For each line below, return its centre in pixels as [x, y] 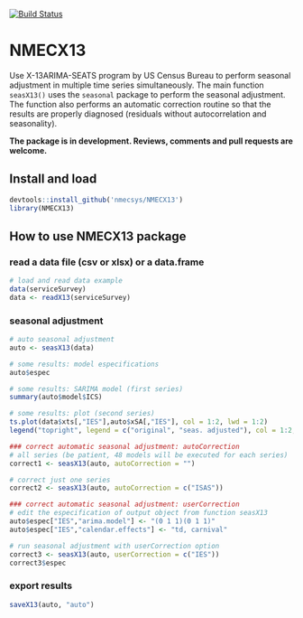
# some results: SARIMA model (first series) [96, 389]
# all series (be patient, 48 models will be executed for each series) [149, 455]
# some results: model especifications [84, 364]
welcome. [28, 150]
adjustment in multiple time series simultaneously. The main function [137, 85]
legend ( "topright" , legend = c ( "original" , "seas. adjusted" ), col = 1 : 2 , [153, 431]
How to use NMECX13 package [98, 236]
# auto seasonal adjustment [62, 340]
